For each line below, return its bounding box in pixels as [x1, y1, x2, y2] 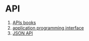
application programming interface [12, 24, 84, 30]
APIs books [12, 19, 36, 25]
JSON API [12, 30, 33, 36]
